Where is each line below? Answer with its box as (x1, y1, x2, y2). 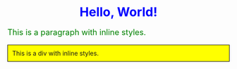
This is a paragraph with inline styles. (7, 27, 147, 37)
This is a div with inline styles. (12, 49, 99, 57)
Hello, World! (79, 4, 158, 20)
